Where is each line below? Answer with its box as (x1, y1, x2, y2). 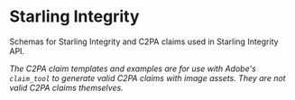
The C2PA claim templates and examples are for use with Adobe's (9, 63, 257, 74)
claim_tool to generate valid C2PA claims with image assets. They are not (9, 72, 286, 83)
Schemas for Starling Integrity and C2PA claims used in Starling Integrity (9, 36, 279, 47)
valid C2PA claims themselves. (9, 82, 124, 93)
